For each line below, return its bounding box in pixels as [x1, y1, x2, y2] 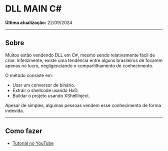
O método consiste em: [5, 72, 53, 78]
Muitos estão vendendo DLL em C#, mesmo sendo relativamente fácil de [5, 52, 155, 58]
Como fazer [5, 127, 42, 135]
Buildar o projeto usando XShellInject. [12, 92, 90, 98]
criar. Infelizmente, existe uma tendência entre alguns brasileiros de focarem [5, 57, 163, 63]
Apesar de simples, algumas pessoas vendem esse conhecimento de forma [5, 102, 161, 108]
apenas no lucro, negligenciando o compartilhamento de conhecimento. [5, 62, 153, 68]
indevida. [5, 107, 24, 113]
